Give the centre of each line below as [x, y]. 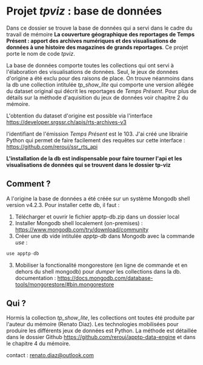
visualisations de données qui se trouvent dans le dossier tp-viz [88, 165]
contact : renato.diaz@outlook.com [50, 355]
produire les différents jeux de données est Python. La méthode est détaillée [101, 330]
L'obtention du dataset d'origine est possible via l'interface [79, 116]
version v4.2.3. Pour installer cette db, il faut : [63, 205]
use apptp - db [23, 253]
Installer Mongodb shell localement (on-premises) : [79, 223]
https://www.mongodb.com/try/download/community [82, 229]
